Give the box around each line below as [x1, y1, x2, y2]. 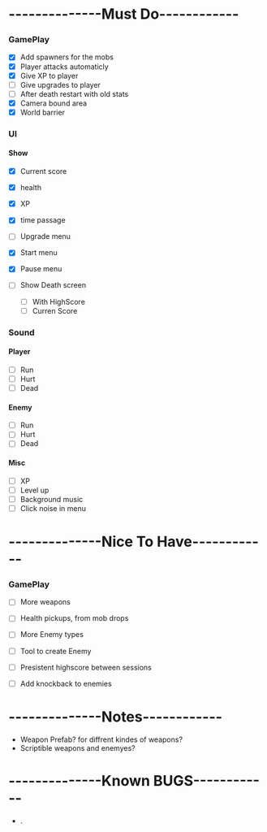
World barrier [19, 107, 65, 117]
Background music [19, 494, 84, 504]
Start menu [19, 248, 58, 258]
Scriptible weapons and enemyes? [19, 743, 136, 752]
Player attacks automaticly [19, 62, 110, 71]
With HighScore [32, 297, 85, 306]
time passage [19, 215, 67, 225]
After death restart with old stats [19, 89, 129, 98]
